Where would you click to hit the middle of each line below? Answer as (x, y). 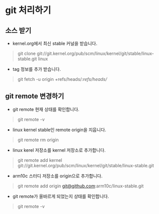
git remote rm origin (38, 140)
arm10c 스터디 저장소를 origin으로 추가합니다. (57, 176)
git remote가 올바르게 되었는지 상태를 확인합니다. (61, 196)
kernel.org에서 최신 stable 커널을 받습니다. (55, 43)
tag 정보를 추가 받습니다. (37, 69)
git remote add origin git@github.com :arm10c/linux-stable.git (81, 186)
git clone (27, 54)
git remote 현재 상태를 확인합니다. (46, 109)
